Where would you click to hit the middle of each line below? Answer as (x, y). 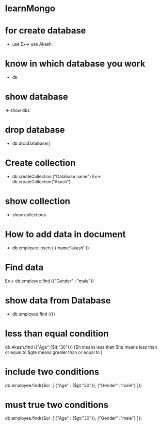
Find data (24, 267)
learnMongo (30, 9)
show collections (29, 215)
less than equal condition (57, 333)
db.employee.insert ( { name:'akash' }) (50, 248)
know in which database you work (75, 64)
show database (37, 97)
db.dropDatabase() (31, 143)
